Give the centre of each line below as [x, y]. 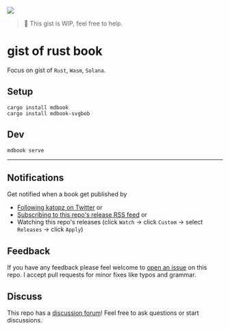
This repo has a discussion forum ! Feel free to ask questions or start [103, 313]
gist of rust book [55, 51]
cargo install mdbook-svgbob [49, 113]
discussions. [25, 320]
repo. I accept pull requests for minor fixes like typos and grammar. [102, 275]
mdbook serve [26, 150]
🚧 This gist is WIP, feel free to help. [73, 23]
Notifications [36, 177]
